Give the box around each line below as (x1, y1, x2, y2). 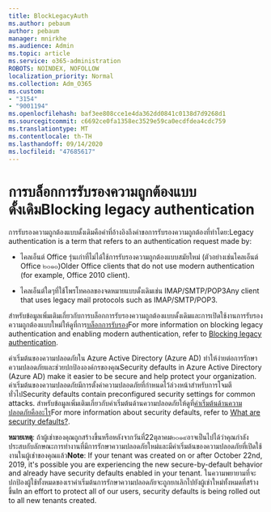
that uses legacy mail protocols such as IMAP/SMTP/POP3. (19, 295, 218, 305)
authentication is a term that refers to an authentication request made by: (8, 237, 252, 246)
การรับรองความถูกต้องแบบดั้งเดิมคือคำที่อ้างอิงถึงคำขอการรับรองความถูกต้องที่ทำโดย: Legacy (8, 228, 254, 237)
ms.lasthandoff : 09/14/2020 (8, 139, 104, 148)
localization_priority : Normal (8, 72, 114, 80)
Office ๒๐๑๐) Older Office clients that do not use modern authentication (19, 261, 255, 271)
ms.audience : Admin (8, 42, 74, 50)
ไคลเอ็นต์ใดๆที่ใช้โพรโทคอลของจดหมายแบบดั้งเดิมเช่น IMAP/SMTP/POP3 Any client (19, 286, 260, 296)
